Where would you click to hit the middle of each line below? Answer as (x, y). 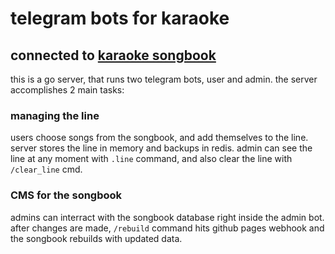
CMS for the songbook (66, 195)
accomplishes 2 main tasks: (67, 90)
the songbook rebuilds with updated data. (96, 238)
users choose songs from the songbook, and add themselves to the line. (159, 138)
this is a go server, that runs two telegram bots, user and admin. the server (164, 79)
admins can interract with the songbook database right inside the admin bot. (167, 217)
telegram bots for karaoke (120, 18)
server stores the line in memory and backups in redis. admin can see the (161, 148)
